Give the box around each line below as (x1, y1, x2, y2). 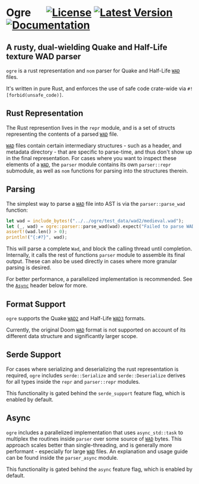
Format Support (6, 299, 66, 309)
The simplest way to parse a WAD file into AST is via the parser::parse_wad (6, 200, 185, 207)
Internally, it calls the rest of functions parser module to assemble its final (6, 251, 185, 259)
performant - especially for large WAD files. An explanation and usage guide (6, 448, 188, 455)
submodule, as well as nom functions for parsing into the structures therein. (6, 167, 188, 174)
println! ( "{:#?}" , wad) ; (6, 234, 68, 240)
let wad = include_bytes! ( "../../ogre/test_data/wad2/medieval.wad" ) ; (6, 218, 184, 224)
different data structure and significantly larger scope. (6, 332, 138, 339)
